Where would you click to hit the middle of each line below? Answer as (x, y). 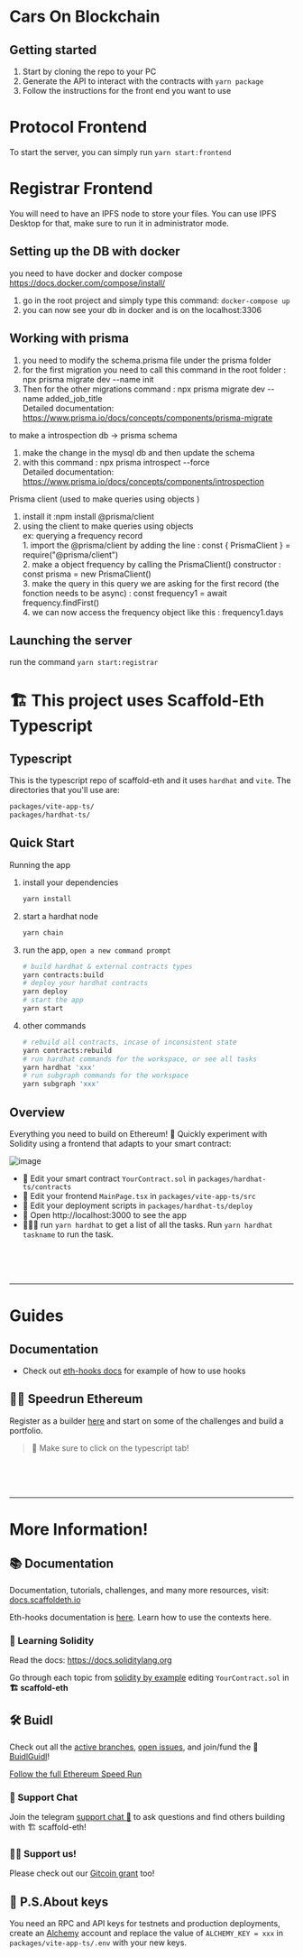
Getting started (53, 50)
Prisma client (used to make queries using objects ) (105, 499)
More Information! (79, 1529)
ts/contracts (47, 1187)
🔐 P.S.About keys (59, 1902)
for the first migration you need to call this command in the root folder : (154, 369)
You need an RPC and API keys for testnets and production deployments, (145, 1924)
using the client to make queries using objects (108, 526)
